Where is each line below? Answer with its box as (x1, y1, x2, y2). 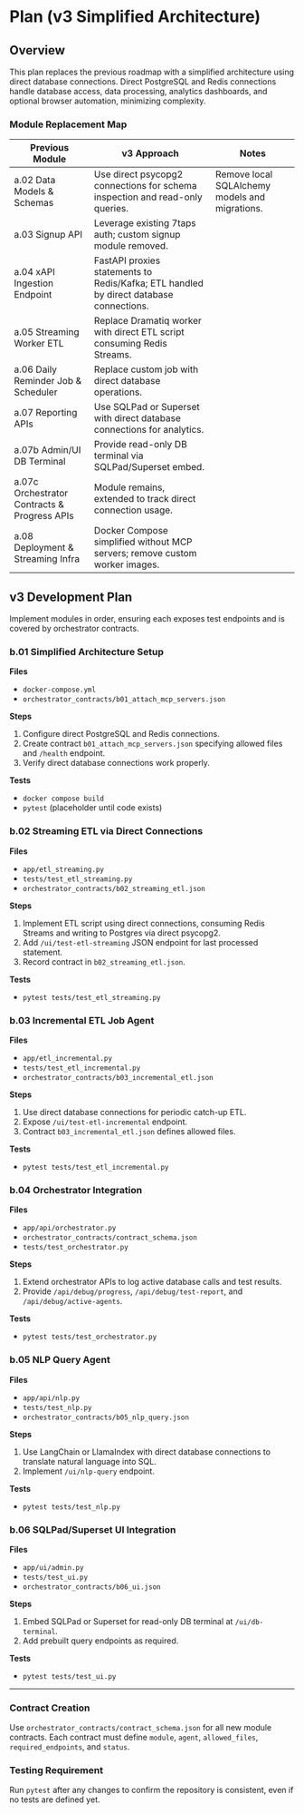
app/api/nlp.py (22, 1393, 81, 1403)
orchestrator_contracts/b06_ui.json (22, 1582, 161, 1592)
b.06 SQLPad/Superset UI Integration (9, 1523, 176, 1535)
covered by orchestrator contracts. (9, 623, 139, 634)
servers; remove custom (93, 547, 197, 560)
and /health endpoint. (22, 748, 106, 759)
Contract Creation (9, 1701, 90, 1714)
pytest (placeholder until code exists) (22, 802, 163, 813)
